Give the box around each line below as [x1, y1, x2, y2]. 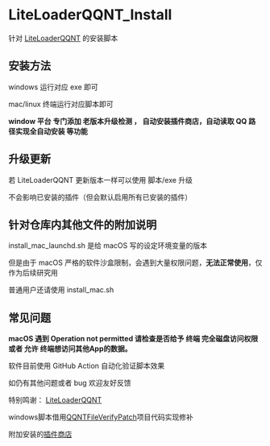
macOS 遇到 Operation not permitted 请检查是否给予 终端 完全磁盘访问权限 [8, 334, 259, 344]
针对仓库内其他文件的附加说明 [8, 217, 157, 231]
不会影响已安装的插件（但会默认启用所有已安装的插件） [8, 192, 192, 202]
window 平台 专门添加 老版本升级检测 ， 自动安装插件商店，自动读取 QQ [8, 116, 247, 126]
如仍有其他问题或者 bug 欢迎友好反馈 [8, 378, 131, 388]
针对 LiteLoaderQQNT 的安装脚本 [8, 33, 118, 43]
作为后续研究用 [8, 268, 58, 278]
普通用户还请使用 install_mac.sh [8, 285, 114, 295]
